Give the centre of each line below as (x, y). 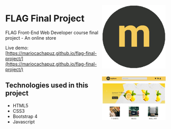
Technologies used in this (47, 86)
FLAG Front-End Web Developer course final (52, 33)
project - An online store (31, 38)
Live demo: (17, 48)
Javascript (24, 121)
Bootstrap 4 (25, 116)
